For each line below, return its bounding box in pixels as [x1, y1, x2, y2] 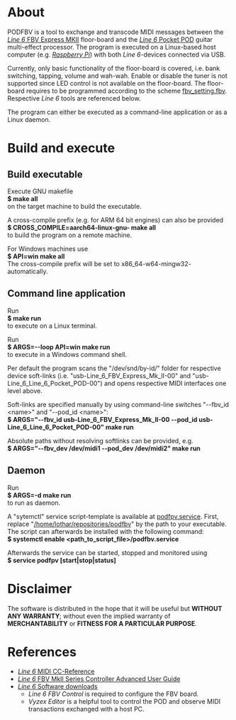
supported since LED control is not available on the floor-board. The [7, 79, 206, 87]
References [7, 644, 77, 660]
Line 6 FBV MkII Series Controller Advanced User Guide [17, 675, 181, 683]
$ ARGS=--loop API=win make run [7, 343, 111, 351]
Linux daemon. [7, 115, 51, 124]
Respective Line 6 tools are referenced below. [7, 93, 141, 103]
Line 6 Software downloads [17, 682, 98, 691]
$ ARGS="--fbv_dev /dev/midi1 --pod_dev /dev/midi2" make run [7, 444, 201, 452]
